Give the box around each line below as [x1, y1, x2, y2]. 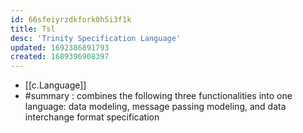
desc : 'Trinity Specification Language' [10, 33, 182, 43]
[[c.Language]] [24, 79, 87, 91]
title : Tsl [10, 24, 56, 34]
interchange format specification [24, 111, 160, 123]
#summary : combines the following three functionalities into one [24, 90, 293, 102]
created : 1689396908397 [10, 52, 110, 62]
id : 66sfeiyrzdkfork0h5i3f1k [10, 14, 132, 25]
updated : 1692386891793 [10, 42, 110, 53]
